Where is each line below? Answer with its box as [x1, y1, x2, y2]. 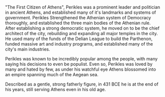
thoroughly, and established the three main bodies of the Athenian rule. [5, 20, 151, 26]
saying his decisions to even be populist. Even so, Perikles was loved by [5, 61, 153, 67]
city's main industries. [5, 47, 51, 52]
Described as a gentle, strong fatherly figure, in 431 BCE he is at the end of [5, 81, 159, 87]
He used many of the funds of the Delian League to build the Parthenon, [5, 36, 153, 42]
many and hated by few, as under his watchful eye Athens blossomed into [5, 66, 157, 72]
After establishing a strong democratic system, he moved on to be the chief [5, 25, 160, 31]
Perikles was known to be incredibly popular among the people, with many [5, 56, 158, 61]
